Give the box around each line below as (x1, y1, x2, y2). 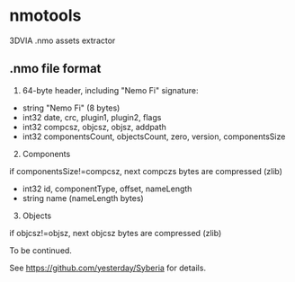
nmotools (9, 5, 82, 26)
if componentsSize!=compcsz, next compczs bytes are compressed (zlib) (9, 165, 283, 176)
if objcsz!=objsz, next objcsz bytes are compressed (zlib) (9, 227, 222, 238)
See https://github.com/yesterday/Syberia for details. (9, 262, 207, 273)
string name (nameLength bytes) (22, 192, 144, 203)
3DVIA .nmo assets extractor (9, 35, 116, 46)
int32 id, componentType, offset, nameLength (22, 183, 192, 194)
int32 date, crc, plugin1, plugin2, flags (22, 111, 162, 122)
